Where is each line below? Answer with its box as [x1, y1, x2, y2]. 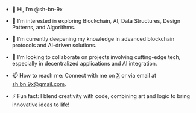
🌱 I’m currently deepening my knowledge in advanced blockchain [11, 35, 175, 42]
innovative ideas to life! [11, 101, 70, 108]
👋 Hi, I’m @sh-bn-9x [11, 6, 63, 13]
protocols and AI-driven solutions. [11, 42, 97, 49]
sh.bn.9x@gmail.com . [11, 81, 66, 87]
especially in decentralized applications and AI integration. [11, 60, 157, 67]
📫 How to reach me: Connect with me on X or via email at [11, 72, 157, 79]
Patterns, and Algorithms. [11, 24, 75, 31]
